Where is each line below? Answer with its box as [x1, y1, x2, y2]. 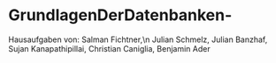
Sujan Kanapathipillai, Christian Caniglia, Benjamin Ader [8, 43, 211, 53]
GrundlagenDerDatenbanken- [8, 5, 233, 25]
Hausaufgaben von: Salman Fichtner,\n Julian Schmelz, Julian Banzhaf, [8, 34, 268, 45]
